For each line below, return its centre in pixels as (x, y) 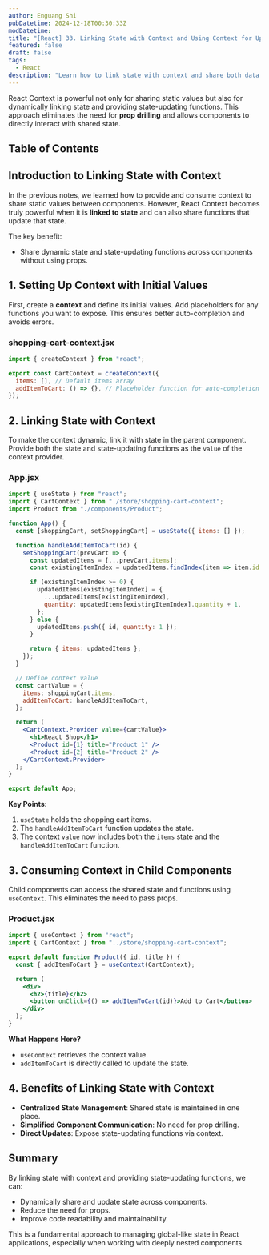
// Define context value (57, 678)
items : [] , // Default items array (75, 381)
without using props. (54, 260)
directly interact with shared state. (65, 123)
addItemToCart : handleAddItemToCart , (86, 700)
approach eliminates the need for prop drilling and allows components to (129, 115)
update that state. (37, 220)
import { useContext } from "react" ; (71, 936)
